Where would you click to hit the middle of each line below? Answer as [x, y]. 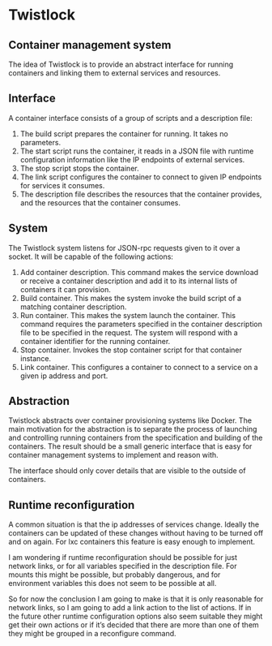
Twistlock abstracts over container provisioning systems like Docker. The [130, 420]
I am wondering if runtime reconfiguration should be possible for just [123, 558]
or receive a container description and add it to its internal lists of [129, 281]
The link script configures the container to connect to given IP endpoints [141, 177]
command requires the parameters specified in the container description [141, 324]
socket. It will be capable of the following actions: [91, 256]
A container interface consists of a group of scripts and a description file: [130, 118]
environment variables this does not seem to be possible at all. [113, 584]
